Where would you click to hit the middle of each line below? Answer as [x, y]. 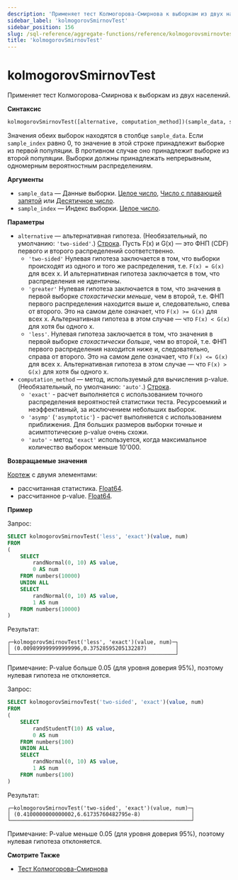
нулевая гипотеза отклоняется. [55, 841]
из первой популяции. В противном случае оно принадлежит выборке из [118, 151]
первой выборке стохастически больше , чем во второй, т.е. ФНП [127, 341]
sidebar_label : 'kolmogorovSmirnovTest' [68, 21]
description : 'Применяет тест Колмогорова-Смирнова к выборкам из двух [115, 14]
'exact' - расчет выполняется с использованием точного [115, 394]
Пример [20, 509]
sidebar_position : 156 [41, 27]
